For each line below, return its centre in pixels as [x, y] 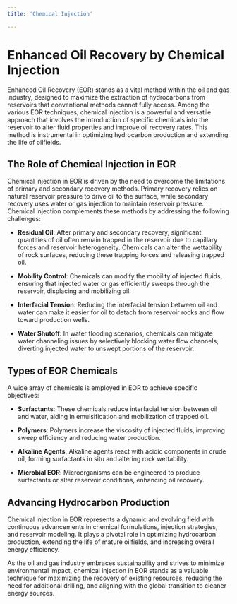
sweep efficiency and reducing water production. [89, 438]
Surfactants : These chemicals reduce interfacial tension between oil [117, 409]
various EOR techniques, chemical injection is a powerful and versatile [109, 112]
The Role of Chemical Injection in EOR [92, 164]
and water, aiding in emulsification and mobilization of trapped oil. [113, 417]
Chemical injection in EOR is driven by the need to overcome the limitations [116, 182]
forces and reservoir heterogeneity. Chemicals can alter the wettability [120, 247]
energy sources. [31, 593]
